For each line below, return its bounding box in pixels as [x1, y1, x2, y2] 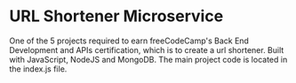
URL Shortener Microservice [9, 6, 224, 26]
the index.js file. [9, 64, 68, 74]
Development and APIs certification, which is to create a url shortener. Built [9, 44, 284, 55]
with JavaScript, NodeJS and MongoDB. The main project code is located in [9, 54, 288, 64]
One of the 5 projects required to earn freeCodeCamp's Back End [9, 35, 249, 46]
